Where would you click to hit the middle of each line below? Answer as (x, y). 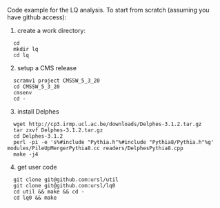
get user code (37, 167)
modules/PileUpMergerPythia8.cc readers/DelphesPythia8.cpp (96, 148)
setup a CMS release (47, 68)
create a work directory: (51, 31)
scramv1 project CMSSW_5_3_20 (57, 81)
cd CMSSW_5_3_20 (37, 87)
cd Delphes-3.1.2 (38, 136)
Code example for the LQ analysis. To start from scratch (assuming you (108, 10)
